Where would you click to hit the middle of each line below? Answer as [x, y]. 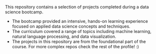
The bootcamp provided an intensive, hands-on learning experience [80, 21]
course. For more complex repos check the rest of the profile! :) [75, 47]
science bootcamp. [24, 12]
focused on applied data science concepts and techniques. [71, 26]
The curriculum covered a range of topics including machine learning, [82, 31]
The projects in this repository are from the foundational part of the [79, 42]
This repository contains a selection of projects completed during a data [77, 7]
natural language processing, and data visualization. [64, 36]
